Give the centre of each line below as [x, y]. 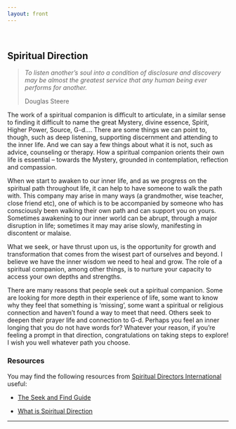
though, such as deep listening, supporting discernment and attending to [113, 137]
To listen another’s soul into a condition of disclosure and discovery [123, 73]
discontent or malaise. [39, 233]
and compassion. [32, 167]
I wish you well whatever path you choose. [69, 342]
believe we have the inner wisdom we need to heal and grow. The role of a [115, 262]
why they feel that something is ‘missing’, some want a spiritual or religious [115, 305]
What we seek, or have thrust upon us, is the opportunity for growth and [112, 247]
